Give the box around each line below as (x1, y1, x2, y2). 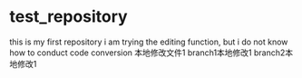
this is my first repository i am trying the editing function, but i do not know (9, 36, 288, 47)
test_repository (9, 6, 129, 27)
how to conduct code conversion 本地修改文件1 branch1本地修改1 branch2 (9, 47, 286, 58)
